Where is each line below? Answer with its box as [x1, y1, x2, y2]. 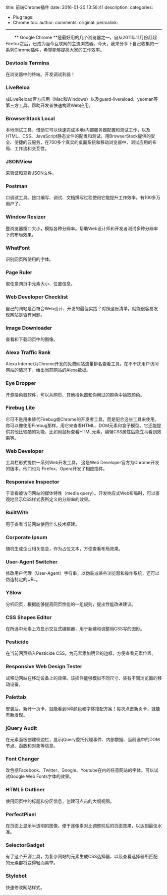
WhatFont [5, 244, 30, 251]
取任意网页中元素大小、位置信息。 [5, 281, 75, 287]
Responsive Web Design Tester [5, 663, 83, 670]
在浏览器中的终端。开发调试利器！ [5, 71, 75, 77]
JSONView [5, 158, 33, 165]
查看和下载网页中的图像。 [5, 336, 58, 342]
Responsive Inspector [5, 479, 59, 485]
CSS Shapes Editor [5, 614, 52, 620]
